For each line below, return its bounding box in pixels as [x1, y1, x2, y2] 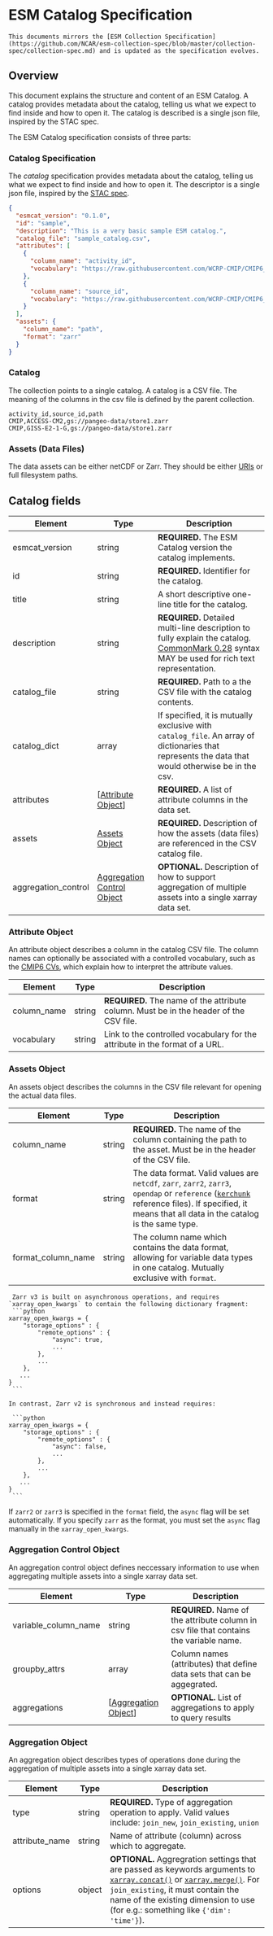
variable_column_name [12, 1619, 101, 1631]
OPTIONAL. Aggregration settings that [109, 1854, 257, 1865]
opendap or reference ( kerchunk [132, 1187, 251, 1199]
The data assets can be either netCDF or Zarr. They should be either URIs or [8, 461, 264, 471]
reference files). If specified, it [132, 1198, 248, 1209]
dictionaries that [158, 740, 220, 751]
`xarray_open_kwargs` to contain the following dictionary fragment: [8, 1300, 249, 1308]
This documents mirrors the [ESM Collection [8, 33, 162, 41]
